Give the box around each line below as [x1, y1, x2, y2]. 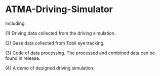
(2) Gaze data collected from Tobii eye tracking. [5, 40, 105, 46]
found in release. [5, 55, 41, 61]
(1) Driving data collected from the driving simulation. [5, 30, 116, 36]
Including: [5, 20, 26, 26]
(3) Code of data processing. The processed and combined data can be [5, 50, 155, 56]
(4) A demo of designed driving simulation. [5, 65, 95, 71]
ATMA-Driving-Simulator [5, 4, 113, 15]
